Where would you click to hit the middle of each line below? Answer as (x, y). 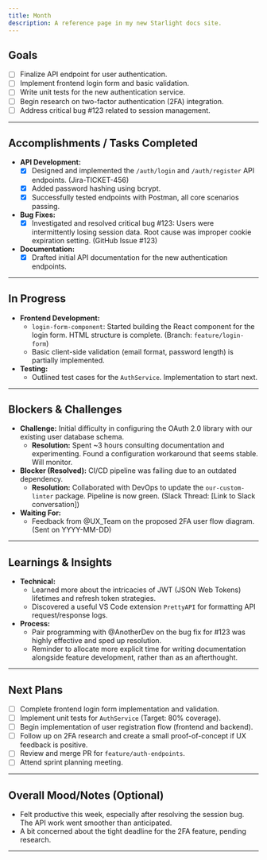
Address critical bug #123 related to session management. (115, 110)
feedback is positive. (54, 745)
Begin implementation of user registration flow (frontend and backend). (136, 727)
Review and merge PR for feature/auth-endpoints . (102, 753)
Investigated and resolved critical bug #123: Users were (123, 223)
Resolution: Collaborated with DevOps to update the (118, 488)
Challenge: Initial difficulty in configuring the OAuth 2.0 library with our (136, 428)
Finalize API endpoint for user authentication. (93, 74)
